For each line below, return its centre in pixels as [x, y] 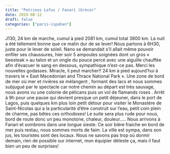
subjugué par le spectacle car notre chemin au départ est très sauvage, [80, 87]
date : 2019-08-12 [24, 15]
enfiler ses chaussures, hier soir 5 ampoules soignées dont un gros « [77, 55]
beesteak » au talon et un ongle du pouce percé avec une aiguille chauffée [83, 60]
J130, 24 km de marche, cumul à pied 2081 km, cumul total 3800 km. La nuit [85, 38]
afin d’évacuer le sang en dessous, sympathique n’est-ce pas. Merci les [80, 65]
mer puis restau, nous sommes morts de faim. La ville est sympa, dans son [83, 130]
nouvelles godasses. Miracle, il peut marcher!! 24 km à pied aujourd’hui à [82, 71]
